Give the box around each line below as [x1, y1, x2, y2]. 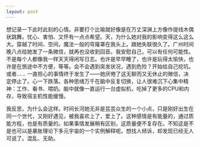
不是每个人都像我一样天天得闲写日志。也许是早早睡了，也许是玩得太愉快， [6, 55, 189, 62]
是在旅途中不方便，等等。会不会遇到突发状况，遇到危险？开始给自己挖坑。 [11, 63, 194, 70]
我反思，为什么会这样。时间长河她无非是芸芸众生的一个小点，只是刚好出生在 [6, 105, 194, 112]
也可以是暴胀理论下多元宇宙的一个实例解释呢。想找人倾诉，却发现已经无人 [11, 127, 194, 134]
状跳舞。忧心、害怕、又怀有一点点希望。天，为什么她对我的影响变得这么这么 [6, 33, 194, 40]
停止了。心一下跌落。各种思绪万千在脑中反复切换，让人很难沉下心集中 [11, 78, 183, 85]
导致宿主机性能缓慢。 [16, 92, 69, 100]
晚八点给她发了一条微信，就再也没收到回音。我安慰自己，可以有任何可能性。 [6, 48, 194, 55]
